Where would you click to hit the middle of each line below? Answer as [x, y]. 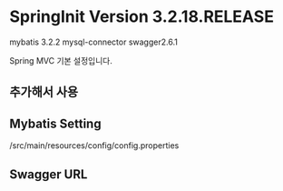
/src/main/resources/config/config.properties [94, 146]
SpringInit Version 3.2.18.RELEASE [142, 17]
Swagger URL [49, 174]
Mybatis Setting [55, 123]
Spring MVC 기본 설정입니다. [61, 60]
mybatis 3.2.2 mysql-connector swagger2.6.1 [94, 42]
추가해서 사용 [44, 92]
